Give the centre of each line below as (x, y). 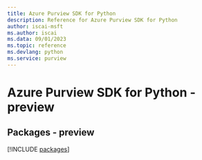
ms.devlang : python (35, 52)
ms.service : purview (37, 59)
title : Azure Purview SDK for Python (62, 13)
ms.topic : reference (37, 46)
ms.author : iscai (32, 33)
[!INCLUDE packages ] (38, 149)
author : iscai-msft (35, 26)
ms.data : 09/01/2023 (37, 39)
